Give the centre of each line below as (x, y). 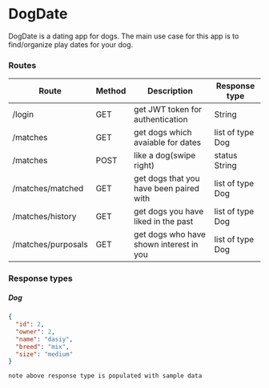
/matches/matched (48, 189)
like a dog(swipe (165, 155)
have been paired (167, 189)
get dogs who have (170, 234)
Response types (41, 278)
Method (111, 91)
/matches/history (44, 217)
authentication (161, 119)
